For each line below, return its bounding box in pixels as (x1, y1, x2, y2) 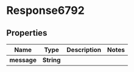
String (42, 56, 61, 64)
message (9, 56, 37, 64)
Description (66, 46, 102, 54)
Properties (6, 28, 48, 38)
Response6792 (6, 4, 85, 18)
